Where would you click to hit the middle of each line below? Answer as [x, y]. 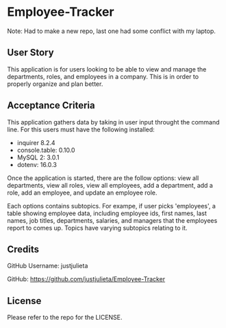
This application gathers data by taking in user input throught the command [114, 122]
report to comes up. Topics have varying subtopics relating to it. [97, 228]
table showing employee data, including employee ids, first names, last [107, 213]
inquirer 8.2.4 [36, 142]
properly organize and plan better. [55, 84]
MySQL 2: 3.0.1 [38, 157]
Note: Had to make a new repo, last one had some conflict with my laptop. [111, 31]
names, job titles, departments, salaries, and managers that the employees [112, 220]
